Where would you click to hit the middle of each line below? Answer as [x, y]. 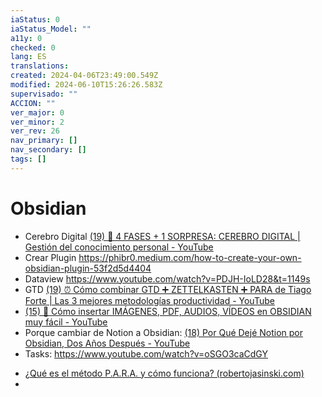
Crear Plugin [50, 257]
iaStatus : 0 [35, 19]
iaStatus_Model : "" [51, 29]
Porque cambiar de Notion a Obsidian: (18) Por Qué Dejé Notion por [164, 332]
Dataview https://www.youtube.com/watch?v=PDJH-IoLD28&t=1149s [167, 278]
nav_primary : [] [44, 141]
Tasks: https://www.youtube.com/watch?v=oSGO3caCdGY [146, 353]
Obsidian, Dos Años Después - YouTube [107, 343]
